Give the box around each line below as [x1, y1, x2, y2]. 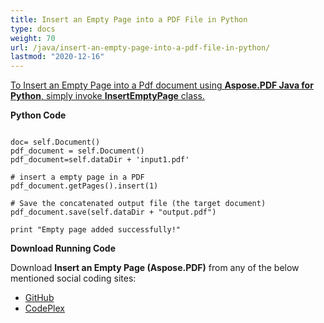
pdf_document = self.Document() [10, 146, 145, 156]
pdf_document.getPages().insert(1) [10, 181, 159, 191]
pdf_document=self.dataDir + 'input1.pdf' [10, 155, 190, 165]
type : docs [10, 24, 56, 34]
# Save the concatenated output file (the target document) [10, 199, 267, 209]
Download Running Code [10, 242, 117, 255]
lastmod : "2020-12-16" [10, 52, 105, 62]
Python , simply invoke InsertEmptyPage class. [10, 90, 205, 102]
